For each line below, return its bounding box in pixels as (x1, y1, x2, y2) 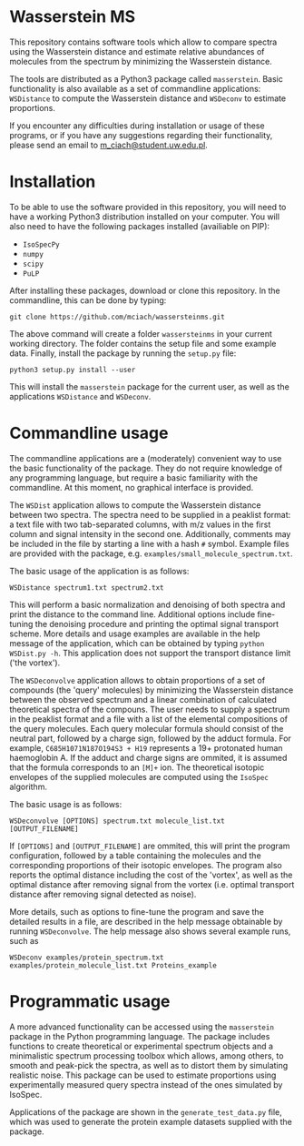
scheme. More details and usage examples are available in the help (9, 628, 260, 639)
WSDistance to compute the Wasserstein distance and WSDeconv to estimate (9, 93, 287, 104)
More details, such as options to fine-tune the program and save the (9, 906, 265, 917)
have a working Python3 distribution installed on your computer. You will (9, 211, 279, 222)
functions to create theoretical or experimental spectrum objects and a (9, 1040, 274, 1051)
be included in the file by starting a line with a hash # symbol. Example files (9, 538, 289, 549)
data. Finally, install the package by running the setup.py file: (9, 348, 237, 359)
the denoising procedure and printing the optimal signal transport (34, 618, 279, 629)
